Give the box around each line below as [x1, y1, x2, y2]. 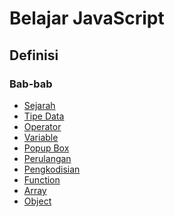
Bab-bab [9, 77, 53, 91]
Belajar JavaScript [9, 7, 165, 30]
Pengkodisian [23, 163, 81, 175]
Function [23, 173, 61, 186]
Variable [23, 131, 59, 143]
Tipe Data [23, 110, 65, 122]
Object [23, 195, 52, 207]
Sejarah [23, 99, 56, 111]
